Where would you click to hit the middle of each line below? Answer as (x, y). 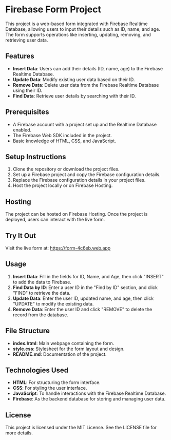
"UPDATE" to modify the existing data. (53, 303)
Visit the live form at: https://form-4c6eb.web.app (58, 248)
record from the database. (40, 315)
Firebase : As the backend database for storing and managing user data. (89, 399)
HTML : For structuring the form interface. (57, 382)
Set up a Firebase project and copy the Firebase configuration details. (87, 175)
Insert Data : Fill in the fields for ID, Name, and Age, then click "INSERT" (88, 276)
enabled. (22, 130)
